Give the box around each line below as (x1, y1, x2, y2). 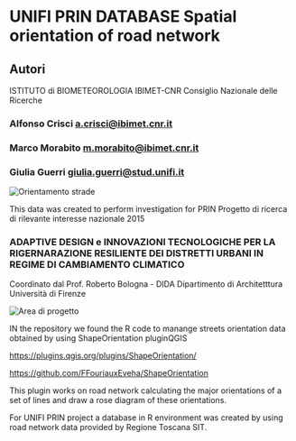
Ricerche (9, 95, 43, 106)
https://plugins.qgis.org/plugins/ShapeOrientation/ (9, 350, 197, 362)
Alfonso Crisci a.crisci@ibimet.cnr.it (9, 117, 173, 130)
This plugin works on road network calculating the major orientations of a (9, 385, 282, 396)
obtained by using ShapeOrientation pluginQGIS (9, 333, 188, 344)
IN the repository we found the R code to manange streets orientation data (9, 323, 286, 335)
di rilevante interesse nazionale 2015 (9, 214, 145, 225)
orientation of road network (9, 25, 221, 46)
